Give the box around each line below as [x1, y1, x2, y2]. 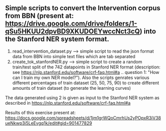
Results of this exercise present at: [5, 109, 76, 116]
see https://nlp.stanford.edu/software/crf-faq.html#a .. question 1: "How [12, 69, 160, 75]
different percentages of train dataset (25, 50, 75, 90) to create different [12, 79, 160, 86]
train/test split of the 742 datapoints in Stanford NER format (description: [12, 64, 161, 70]
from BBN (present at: [5, 12, 74, 20]
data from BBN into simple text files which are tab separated [12, 53, 135, 59]
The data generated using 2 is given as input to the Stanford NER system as [5, 94, 160, 101]
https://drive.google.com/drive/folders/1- [5, 19, 137, 28]
